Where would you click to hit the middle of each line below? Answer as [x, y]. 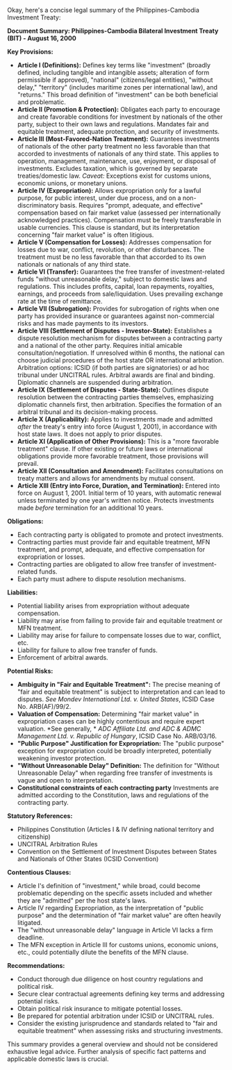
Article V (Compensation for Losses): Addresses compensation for [114, 242]
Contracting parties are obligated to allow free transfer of [99, 564]
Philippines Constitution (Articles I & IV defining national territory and [115, 829]
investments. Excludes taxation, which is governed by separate [107, 168]
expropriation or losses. [51, 557]
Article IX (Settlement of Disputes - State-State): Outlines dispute [113, 390]
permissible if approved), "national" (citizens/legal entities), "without [115, 80]
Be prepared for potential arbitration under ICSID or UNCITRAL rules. [115, 1016]
